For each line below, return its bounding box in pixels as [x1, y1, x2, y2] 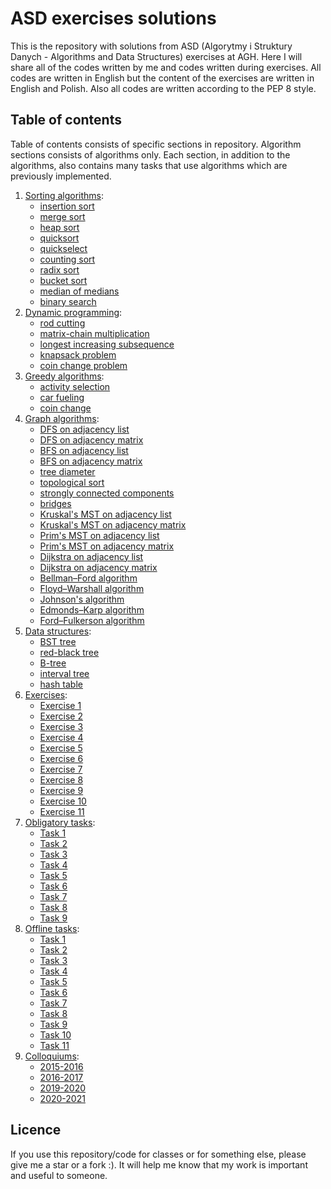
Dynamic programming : [24, 306, 123, 318]
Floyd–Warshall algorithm [39, 582, 145, 594]
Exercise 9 [39, 784, 84, 796]
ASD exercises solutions [10, 7, 217, 30]
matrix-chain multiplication [39, 327, 150, 339]
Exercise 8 [39, 773, 84, 786]
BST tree [39, 635, 77, 647]
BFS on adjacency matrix [39, 455, 143, 467]
